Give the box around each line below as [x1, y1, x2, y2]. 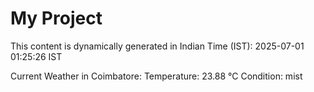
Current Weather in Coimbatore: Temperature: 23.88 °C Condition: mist [10, 70, 303, 82]
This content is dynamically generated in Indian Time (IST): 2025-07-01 [10, 40, 305, 52]
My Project [10, 7, 103, 30]
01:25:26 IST [10, 50, 63, 62]
